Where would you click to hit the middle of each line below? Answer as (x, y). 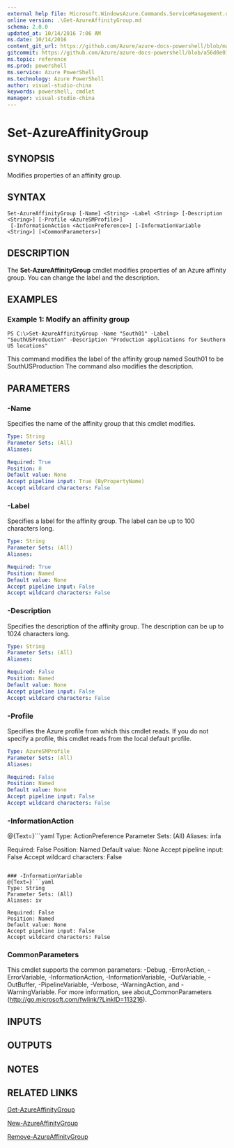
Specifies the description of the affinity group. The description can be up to (116, 626)
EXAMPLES (32, 300)
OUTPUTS (30, 1046)
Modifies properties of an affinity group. (64, 175)
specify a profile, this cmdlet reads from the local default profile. (99, 738)
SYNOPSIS (31, 158)
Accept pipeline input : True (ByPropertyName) (76, 482)
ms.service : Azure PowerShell (51, 72)
